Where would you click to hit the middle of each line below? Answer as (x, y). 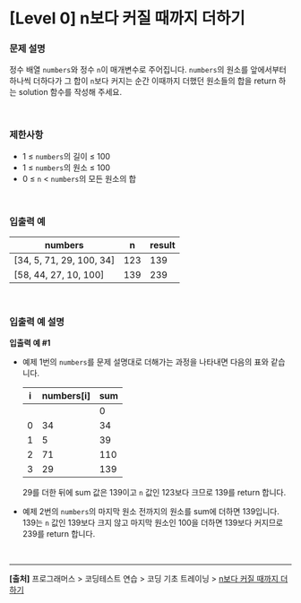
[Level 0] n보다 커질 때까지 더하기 (127, 18)
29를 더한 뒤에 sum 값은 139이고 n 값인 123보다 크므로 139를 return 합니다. (154, 493)
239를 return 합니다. (59, 534)
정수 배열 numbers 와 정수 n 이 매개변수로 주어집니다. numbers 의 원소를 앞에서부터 (148, 70)
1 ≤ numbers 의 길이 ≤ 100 (66, 156)
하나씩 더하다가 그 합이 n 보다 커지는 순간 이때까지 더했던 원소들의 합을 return (143, 81)
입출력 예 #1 (30, 343)
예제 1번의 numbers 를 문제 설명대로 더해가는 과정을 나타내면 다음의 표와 (145, 362)
